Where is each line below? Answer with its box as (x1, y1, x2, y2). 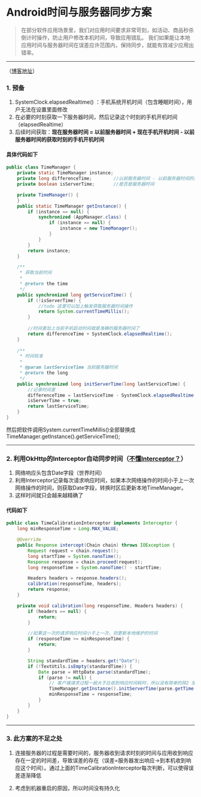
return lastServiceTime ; (28, 403, 90, 409)
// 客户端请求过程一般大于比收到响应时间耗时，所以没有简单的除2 (48, 680, 190, 686)
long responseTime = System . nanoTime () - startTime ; (28, 564, 162, 570)
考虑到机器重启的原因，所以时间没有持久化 (14, 784, 120, 792)
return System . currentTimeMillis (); (38, 309, 130, 315)
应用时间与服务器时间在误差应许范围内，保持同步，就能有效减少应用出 (20, 41, 194, 49)
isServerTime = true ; (28, 398, 82, 404)
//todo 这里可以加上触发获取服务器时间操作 (38, 303, 133, 309)
